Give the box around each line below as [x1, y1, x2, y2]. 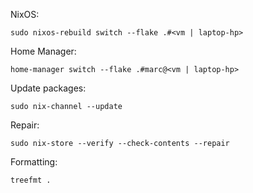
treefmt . [10, 175, 52, 185]
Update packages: [10, 82, 87, 94]
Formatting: [10, 156, 58, 168]
